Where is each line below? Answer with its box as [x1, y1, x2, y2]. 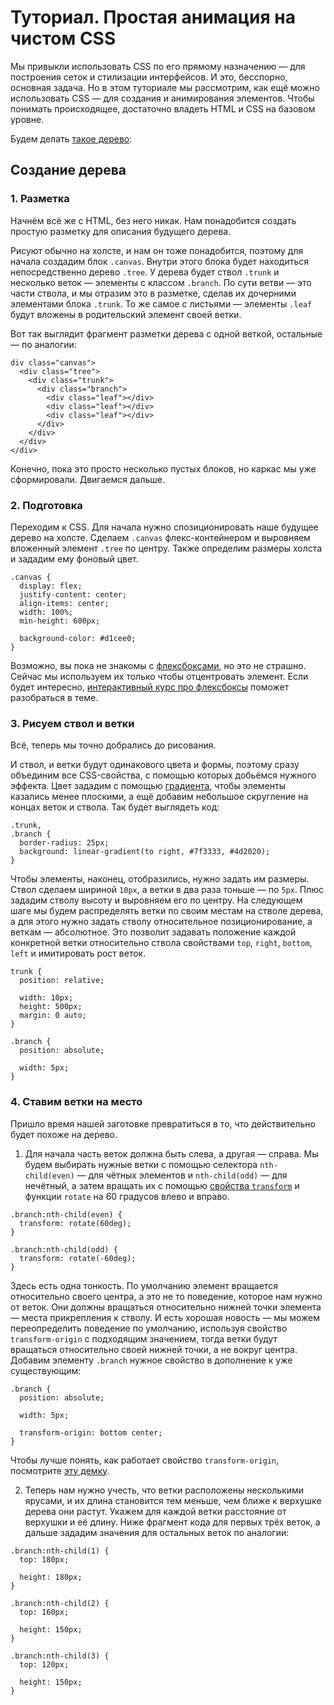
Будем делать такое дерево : [10, 132, 133, 145]
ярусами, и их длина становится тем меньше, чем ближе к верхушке [24, 1494, 322, 1506]
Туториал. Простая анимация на [10, 6, 296, 29]
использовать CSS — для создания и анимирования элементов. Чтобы [10, 92, 315, 104]
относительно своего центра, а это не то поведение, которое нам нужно [10, 1290, 323, 1302]
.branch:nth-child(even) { [10, 1209, 123, 1220]
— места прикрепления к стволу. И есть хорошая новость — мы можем [10, 1311, 321, 1323]
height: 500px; [19, 1002, 83, 1012]
